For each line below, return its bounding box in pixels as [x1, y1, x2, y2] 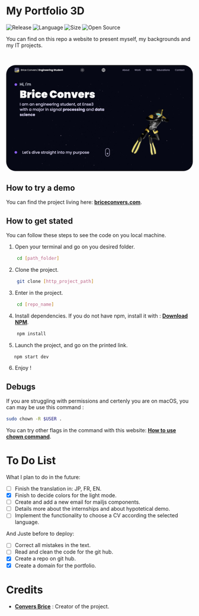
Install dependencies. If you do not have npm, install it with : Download [14, 312, 188, 319]
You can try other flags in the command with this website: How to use [6, 427, 176, 434]
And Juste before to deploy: [6, 530, 75, 538]
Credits [6, 583, 43, 596]
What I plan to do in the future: [6, 474, 81, 481]
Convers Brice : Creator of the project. [14, 602, 110, 610]
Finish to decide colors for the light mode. [14, 492, 117, 499]
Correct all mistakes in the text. [14, 542, 91, 549]
